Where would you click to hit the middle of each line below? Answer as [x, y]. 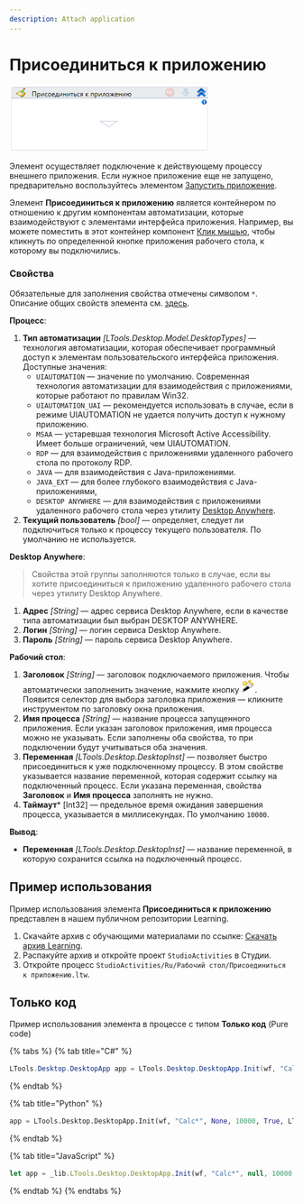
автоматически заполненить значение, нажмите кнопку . [140, 689]
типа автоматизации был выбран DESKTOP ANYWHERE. [130, 620]
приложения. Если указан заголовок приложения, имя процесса [147, 728]
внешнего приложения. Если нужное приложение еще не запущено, [141, 175]
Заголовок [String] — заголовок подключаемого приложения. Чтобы [156, 674]
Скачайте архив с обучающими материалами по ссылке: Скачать [150, 936]
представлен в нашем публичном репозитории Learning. [119, 918]
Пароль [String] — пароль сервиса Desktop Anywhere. [127, 639]
